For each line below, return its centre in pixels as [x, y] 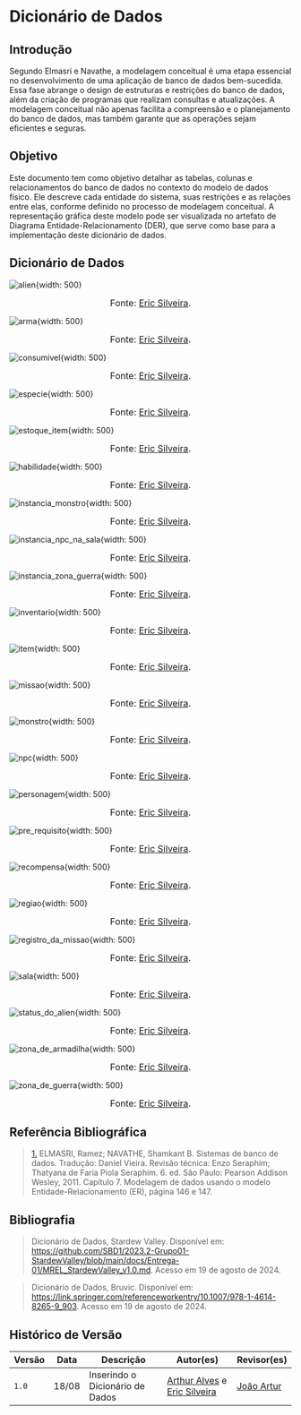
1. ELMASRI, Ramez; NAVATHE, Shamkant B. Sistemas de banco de [155, 1153]
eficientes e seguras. [48, 128]
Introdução [41, 50]
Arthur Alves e [197, 1381]
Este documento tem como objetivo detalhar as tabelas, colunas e [131, 177]
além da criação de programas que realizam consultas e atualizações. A [142, 99]
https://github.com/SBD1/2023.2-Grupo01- [110, 1251]
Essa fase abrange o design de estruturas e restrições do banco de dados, [147, 90]
